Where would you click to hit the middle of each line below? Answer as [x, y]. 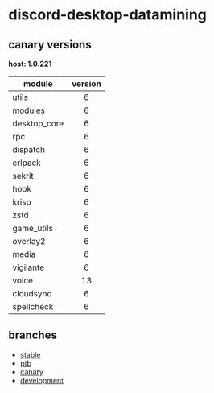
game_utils [33, 228]
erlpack [27, 163]
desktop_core [38, 124]
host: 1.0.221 [30, 64]
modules [29, 110]
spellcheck [33, 306]
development [42, 380]
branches [33, 335]
